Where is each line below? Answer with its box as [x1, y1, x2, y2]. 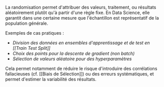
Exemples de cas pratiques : [5, 30, 64, 36]
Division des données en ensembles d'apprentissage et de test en [12, 40, 150, 46]
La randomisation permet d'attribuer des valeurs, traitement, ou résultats [5, 5, 156, 10]
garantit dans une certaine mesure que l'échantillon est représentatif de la [5, 15, 159, 21]
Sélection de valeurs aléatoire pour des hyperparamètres [12, 56, 132, 62]
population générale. [5, 20, 48, 26]
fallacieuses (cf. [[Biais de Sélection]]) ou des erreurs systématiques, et [5, 71, 154, 77]
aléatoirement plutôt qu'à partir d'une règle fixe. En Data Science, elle [5, 10, 150, 16]
